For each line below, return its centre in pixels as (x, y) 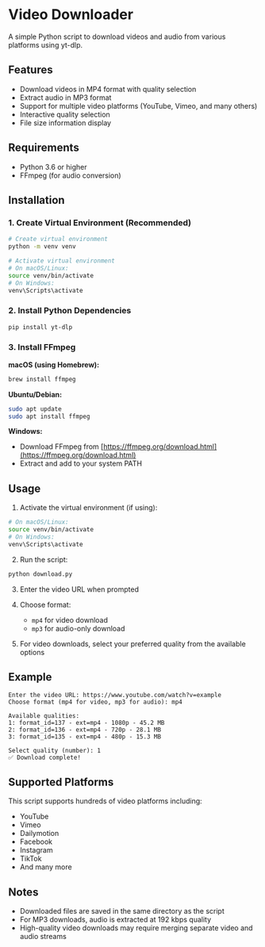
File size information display (65, 123)
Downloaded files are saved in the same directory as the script (122, 911)
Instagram (36, 850)
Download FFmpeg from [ (61, 447)
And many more (46, 867)
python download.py (40, 574)
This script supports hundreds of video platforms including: (105, 801)
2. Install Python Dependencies (70, 311)
